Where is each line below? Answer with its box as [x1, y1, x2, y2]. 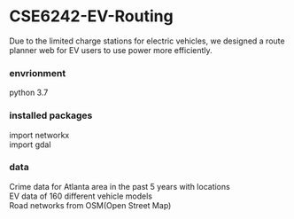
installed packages [9, 109, 93, 121]
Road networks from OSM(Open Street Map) [9, 199, 172, 210]
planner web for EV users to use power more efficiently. [9, 44, 213, 55]
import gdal [9, 139, 51, 150]
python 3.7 [9, 87, 49, 98]
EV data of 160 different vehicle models [9, 191, 153, 201]
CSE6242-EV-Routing [9, 6, 174, 27]
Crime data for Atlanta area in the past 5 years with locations [9, 181, 230, 192]
